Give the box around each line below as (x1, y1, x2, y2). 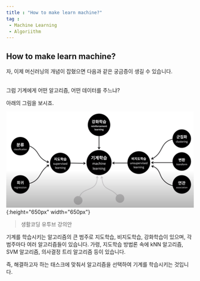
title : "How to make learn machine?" (6, 10, 102, 15)
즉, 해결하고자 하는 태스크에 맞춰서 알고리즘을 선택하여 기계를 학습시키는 (6, 261, 173, 268)
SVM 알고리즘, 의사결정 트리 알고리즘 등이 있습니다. (6, 248, 126, 255)
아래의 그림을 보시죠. (6, 99, 54, 107)
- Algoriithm (8, 29, 42, 35)
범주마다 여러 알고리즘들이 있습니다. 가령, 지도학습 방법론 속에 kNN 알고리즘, (6, 241, 183, 248)
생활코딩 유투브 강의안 (20, 220, 73, 227)
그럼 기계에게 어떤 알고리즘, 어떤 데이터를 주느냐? (6, 87, 120, 94)
